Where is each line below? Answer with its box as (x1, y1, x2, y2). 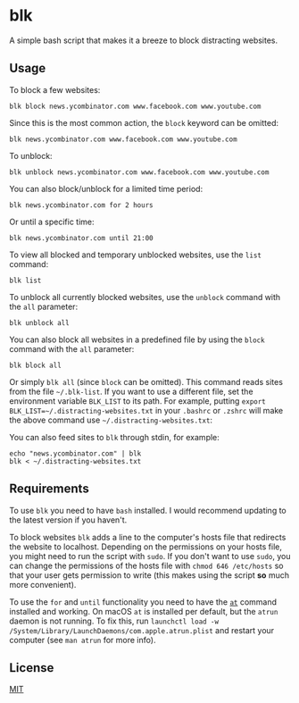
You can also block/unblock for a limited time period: (9, 183, 203, 194)
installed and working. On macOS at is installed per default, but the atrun (9, 606, 278, 616)
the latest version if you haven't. (9, 515, 128, 525)
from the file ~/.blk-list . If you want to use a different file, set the (9, 386, 253, 397)
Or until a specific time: (9, 216, 96, 227)
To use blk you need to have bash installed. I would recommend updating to (9, 505, 287, 515)
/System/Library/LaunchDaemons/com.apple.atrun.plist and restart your (9, 624, 275, 635)
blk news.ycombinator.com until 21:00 (9, 233, 154, 242)
